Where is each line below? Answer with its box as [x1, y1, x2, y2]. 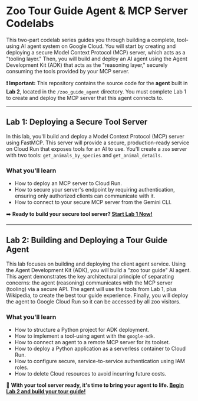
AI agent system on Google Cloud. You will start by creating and [20, 43, 176, 50]
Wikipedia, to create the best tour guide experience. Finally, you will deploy [6, 292, 189, 299]
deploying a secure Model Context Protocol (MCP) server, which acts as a [6, 48, 186, 56]
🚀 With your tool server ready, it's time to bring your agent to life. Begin [6, 381, 184, 389]
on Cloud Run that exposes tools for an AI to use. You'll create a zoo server [6, 145, 187, 152]
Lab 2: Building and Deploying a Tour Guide [6, 235, 168, 245]
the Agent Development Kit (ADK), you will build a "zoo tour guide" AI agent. [6, 266, 192, 273]
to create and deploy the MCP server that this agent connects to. [6, 94, 164, 101]
